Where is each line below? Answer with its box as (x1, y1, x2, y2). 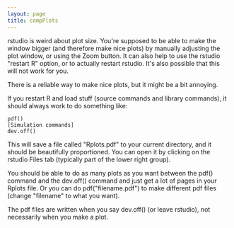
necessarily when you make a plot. (7, 212, 108, 221)
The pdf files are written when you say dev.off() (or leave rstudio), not (7, 205, 211, 213)
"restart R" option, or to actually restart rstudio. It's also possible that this (7, 59, 221, 67)
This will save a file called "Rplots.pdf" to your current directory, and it (7, 139, 212, 149)
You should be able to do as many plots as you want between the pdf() (7, 169, 213, 177)
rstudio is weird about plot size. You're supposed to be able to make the (7, 36, 217, 45)
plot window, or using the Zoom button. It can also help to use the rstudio (7, 51, 221, 60)
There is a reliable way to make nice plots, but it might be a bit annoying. (7, 80, 218, 89)
